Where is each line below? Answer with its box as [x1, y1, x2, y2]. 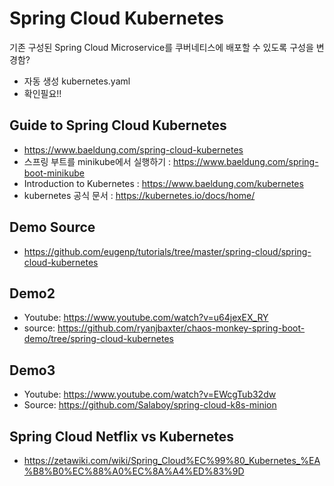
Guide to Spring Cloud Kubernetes [9, 117, 227, 134]
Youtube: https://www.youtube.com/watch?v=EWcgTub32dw [23, 388, 277, 401]
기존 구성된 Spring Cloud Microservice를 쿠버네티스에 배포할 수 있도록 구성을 [9, 41, 314, 53]
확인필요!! [23, 87, 62, 99]
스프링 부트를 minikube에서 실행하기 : [23, 155, 172, 167]
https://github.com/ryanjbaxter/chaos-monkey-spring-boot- [57, 322, 306, 334]
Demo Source [9, 219, 96, 236]
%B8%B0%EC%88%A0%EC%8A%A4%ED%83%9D [23, 465, 245, 477]
